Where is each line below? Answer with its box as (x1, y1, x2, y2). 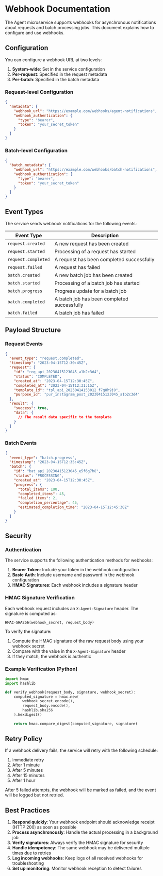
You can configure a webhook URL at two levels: (5, 57, 102, 63)
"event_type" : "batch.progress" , (9, 455, 77, 460)
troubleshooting (12, 860, 44, 866)
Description (91, 232, 119, 239)
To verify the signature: (5, 628, 52, 634)
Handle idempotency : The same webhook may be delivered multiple (12, 845, 150, 851)
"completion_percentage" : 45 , (17, 500, 79, 505)
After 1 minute (12, 762, 40, 768)
